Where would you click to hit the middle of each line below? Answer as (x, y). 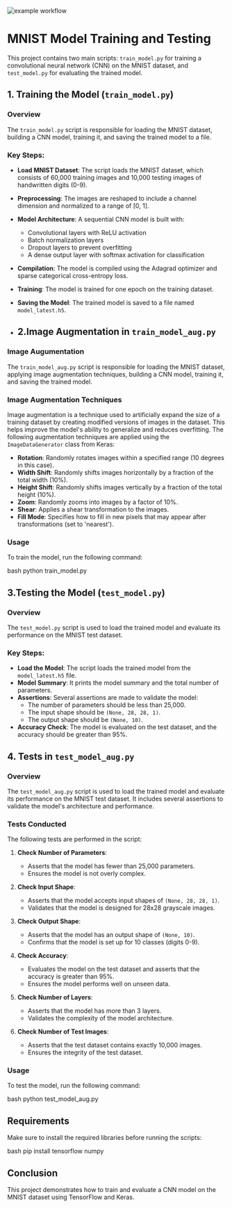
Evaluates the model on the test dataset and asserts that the (114, 969)
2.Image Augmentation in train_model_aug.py (117, 332)
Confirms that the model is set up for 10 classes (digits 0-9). (114, 942)
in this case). (35, 465)
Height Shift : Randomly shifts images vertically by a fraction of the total (119, 487)
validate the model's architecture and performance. (81, 806)
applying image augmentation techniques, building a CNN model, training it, (115, 374)
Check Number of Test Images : (63, 1031)
